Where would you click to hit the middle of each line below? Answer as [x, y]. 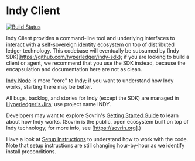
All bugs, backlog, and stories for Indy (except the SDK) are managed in [93, 98]
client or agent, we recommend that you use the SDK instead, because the [96, 63]
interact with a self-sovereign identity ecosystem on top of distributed [90, 44]
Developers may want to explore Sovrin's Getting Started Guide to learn [92, 116]
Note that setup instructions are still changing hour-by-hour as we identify [95, 145]
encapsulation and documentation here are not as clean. [74, 69]
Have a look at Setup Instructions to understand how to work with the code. [97, 139]
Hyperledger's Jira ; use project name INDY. [59, 104]
